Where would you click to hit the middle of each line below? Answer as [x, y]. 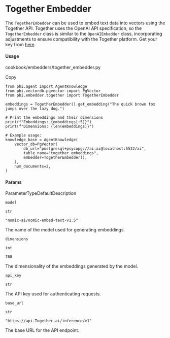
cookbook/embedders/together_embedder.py [53, 67]
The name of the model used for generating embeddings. [65, 230]
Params [13, 182]
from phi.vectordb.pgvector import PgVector [53, 91]
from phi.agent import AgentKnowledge [46, 87]
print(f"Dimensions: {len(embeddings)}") [50, 127]
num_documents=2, [33, 166]
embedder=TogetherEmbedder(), [55, 158]
